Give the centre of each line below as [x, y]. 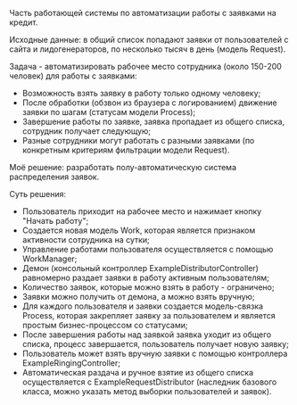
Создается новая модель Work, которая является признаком [139, 230]
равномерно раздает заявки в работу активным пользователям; [145, 277]
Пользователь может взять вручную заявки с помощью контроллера [155, 353]
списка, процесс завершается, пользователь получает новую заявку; [156, 344]
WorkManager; [49, 259]
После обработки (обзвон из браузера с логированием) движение [150, 103]
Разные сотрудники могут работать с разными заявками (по [138, 141]
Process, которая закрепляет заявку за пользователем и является [148, 315]
